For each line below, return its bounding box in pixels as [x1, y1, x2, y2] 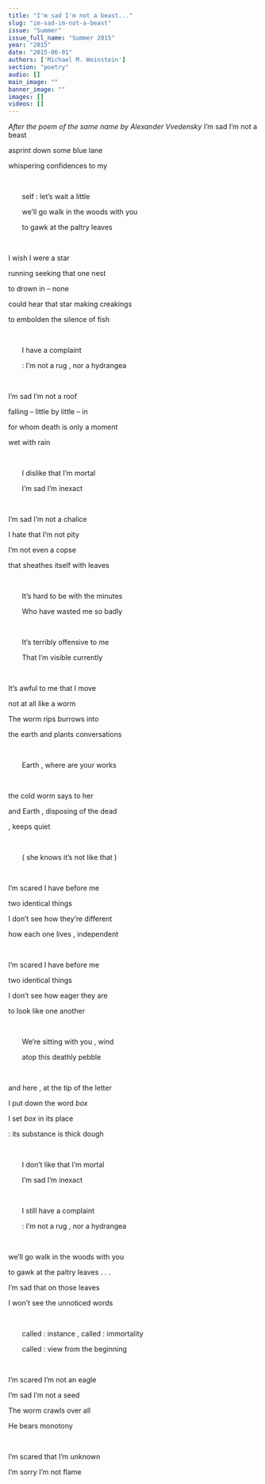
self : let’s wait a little [21, 192, 90, 201]
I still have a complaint [21, 1206, 95, 1216]
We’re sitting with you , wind [21, 1037, 114, 1047]
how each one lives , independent [8, 930, 119, 939]
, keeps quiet [8, 822, 51, 831]
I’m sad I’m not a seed [8, 1390, 80, 1400]
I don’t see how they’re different [8, 914, 113, 924]
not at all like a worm [8, 699, 76, 708]
